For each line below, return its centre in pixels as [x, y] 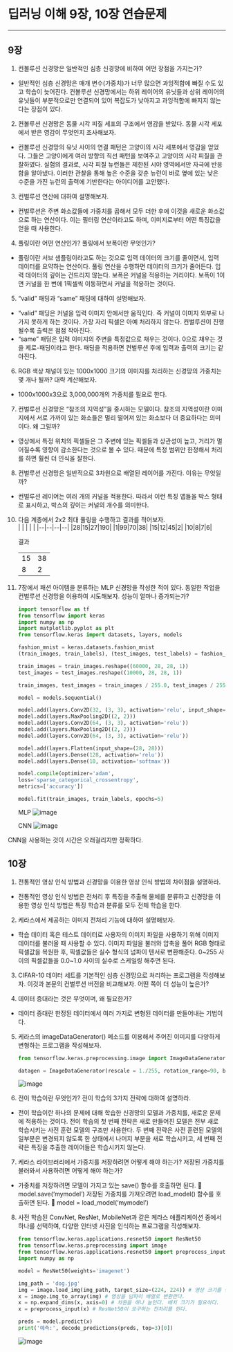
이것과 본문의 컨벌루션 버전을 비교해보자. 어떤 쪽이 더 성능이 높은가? [118, 983]
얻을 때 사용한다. [40, 228]
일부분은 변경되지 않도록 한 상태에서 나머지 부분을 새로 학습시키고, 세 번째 [116, 1139]
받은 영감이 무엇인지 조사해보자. [73, 132]
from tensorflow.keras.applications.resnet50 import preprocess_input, [123, 1252]
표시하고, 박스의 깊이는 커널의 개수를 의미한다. [87, 505]
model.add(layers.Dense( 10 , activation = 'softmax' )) [94, 761]
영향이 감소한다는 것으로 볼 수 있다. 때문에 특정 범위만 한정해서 [126, 450]
